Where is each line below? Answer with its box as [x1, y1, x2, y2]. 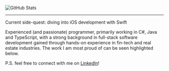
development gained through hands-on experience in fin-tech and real [5, 40, 151, 45]
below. [5, 50, 19, 56]
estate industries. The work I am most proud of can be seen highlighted [5, 45, 153, 51]
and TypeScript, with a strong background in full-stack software [5, 34, 138, 40]
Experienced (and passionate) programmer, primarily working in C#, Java [5, 29, 157, 35]
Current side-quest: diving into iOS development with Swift [5, 19, 127, 25]
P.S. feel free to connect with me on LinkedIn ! [5, 60, 100, 66]
